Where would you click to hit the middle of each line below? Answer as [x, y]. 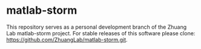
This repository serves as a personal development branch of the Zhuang [97, 27]
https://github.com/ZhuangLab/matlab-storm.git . [67, 39]
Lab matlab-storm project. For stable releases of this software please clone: [101, 33]
